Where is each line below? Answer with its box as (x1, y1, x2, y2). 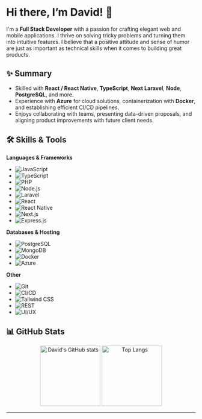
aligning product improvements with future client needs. (14, 116, 154, 124)
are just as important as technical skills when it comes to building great (6, 45, 182, 52)
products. (6, 51, 30, 58)
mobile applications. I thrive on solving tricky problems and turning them (6, 31, 186, 39)
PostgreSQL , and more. (14, 90, 74, 98)
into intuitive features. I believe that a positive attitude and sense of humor (6, 38, 190, 45)
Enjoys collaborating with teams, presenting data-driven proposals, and (14, 110, 192, 117)
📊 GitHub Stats (6, 326, 65, 336)
